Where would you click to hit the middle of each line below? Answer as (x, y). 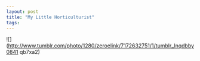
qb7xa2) (30, 52)
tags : (13, 23)
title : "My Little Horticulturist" (50, 17)
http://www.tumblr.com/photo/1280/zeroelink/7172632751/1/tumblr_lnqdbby (101, 46)
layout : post (22, 12)
